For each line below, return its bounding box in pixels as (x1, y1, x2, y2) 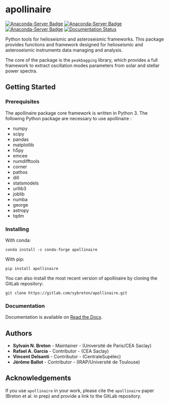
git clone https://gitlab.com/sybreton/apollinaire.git (5, 290, 127, 296)
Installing (5, 225, 29, 232)
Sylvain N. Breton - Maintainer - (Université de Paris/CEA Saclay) (12, 343, 152, 349)
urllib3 (12, 185, 27, 191)
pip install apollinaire (5, 266, 59, 271)
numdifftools (12, 158, 40, 164)
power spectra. (5, 68, 37, 74)
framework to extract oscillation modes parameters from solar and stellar (5, 62, 160, 68)
